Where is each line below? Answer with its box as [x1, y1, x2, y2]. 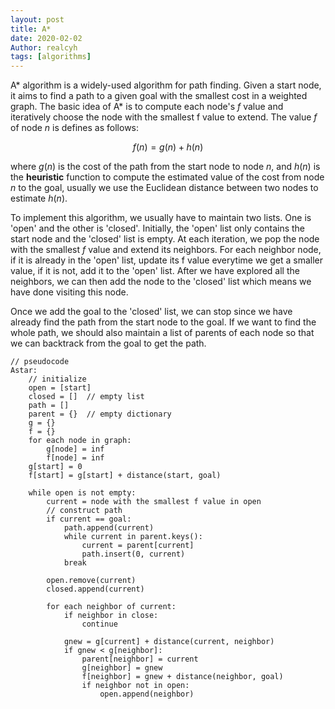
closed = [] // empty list [28, 392, 145, 402]
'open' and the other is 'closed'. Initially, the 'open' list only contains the [10, 222, 306, 235]
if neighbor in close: [63, 611, 159, 621]
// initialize [28, 374, 87, 385]
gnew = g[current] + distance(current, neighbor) [63, 637, 275, 647]
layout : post [10, 14, 65, 25]
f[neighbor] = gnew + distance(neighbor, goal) [81, 672, 284, 682]
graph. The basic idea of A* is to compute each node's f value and [10, 101, 284, 113]
